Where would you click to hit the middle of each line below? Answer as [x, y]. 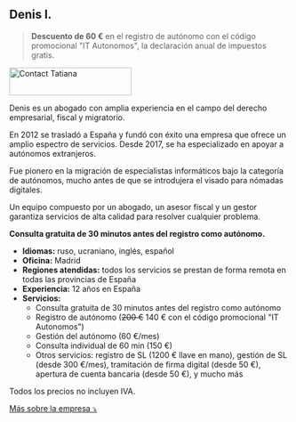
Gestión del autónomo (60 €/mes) [97, 336]
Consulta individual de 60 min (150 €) [104, 345]
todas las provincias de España [79, 279]
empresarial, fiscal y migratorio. [67, 117]
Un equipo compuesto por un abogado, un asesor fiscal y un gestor [133, 207]
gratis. [43, 55]
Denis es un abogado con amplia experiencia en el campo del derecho [138, 108]
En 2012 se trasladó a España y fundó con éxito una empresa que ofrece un [148, 134]
